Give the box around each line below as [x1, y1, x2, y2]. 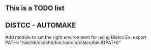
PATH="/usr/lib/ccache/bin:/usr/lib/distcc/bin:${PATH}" [5, 39, 121, 45]
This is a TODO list [5, 4, 65, 12]
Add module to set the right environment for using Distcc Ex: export [5, 34, 147, 40]
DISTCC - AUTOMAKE [5, 21, 76, 29]
